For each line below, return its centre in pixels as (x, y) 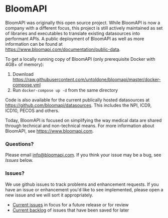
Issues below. (19, 160)
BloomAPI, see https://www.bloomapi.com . (50, 131)
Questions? (20, 144)
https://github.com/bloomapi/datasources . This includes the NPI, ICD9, (78, 105)
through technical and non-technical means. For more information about (80, 126)
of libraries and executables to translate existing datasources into (73, 33)
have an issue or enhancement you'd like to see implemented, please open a (84, 189)
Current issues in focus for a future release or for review (70, 204)
